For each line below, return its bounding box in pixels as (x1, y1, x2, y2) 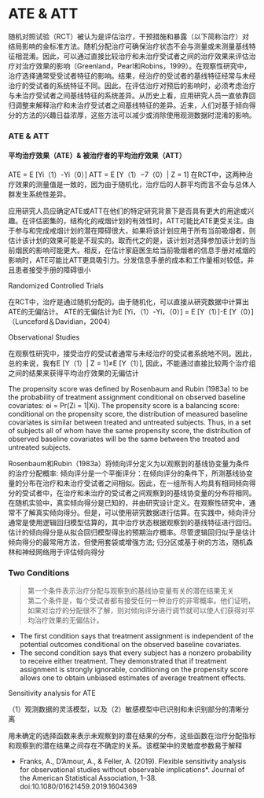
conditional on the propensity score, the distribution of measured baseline (8, 410, 248, 419)
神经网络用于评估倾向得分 (21, 547, 104, 557)
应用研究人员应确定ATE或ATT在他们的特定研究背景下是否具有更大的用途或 (8, 206, 247, 216)
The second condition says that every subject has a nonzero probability (19, 648, 252, 657)
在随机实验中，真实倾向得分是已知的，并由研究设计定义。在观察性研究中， (8, 498, 249, 508)
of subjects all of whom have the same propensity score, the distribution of (8, 426, 251, 436)
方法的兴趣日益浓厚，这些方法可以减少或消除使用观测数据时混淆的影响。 (21, 110, 256, 120)
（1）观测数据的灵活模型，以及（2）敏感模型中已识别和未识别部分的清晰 (8, 704, 243, 714)
